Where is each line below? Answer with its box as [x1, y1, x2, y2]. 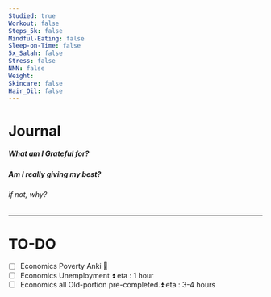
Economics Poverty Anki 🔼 [19, 261, 109, 271]
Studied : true [8, 11, 56, 20]
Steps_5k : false [8, 27, 63, 35]
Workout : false [8, 19, 60, 27]
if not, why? [8, 189, 48, 199]
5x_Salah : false [8, 49, 63, 57]
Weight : [8, 72, 35, 80]
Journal [8, 122, 61, 140]
